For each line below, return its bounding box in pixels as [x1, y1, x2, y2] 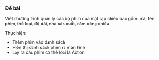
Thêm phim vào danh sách [12, 39, 65, 45]
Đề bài [5, 5, 21, 12]
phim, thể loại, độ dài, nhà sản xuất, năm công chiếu [5, 21, 110, 26]
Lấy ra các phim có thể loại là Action [12, 49, 85, 55]
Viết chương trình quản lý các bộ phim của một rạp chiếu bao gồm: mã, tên [5, 16, 155, 22]
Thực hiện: [5, 30, 27, 36]
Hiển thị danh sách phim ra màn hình [12, 45, 86, 50]
